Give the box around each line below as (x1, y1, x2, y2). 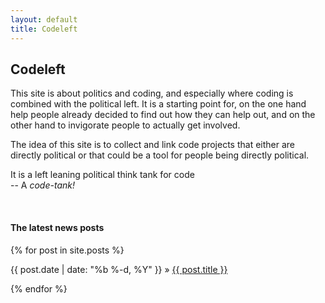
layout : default (10, 14, 78, 25)
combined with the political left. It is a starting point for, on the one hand (10, 98, 307, 110)
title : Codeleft (10, 24, 78, 34)
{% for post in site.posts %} (10, 244, 125, 256)
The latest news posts (10, 221, 105, 233)
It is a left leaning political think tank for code (10, 169, 195, 181)
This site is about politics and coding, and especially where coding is (10, 87, 294, 100)
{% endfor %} (10, 282, 68, 295)
